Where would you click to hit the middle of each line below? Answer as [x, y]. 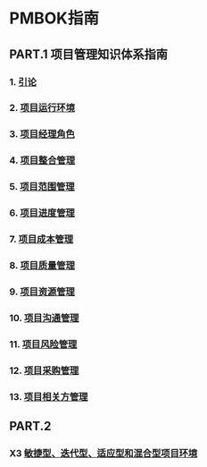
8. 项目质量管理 [42, 265]
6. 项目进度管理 [42, 213]
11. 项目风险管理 [43, 344]
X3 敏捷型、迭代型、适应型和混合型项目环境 [103, 453]
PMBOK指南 [54, 18]
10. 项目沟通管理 [44, 318]
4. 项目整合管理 [42, 160]
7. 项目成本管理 [41, 240]
